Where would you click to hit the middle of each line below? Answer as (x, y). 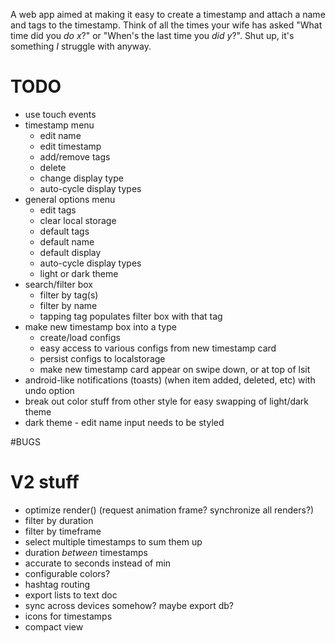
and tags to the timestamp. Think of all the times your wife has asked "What (166, 25)
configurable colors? (67, 573)
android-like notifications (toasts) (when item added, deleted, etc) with (170, 380)
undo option (49, 390)
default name (67, 241)
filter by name (68, 305)
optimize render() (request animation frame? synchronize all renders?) (169, 510)
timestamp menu (59, 125)
